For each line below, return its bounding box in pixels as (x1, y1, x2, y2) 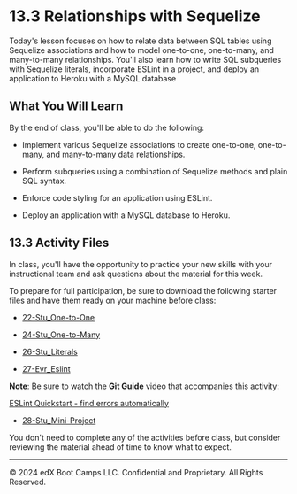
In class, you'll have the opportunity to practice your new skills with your (9, 259, 272, 269)
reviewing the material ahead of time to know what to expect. (9, 441, 232, 452)
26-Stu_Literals (21, 346, 78, 357)
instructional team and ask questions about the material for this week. (9, 268, 263, 279)
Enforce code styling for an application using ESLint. (21, 192, 213, 203)
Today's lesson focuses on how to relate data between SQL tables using (9, 35, 272, 46)
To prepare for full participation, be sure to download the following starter (9, 285, 277, 296)
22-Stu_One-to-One (21, 312, 95, 322)
